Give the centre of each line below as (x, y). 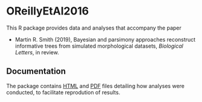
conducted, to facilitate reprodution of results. (63, 92)
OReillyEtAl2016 (48, 11)
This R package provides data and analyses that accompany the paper (94, 28)
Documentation (36, 72)
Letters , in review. (37, 52)
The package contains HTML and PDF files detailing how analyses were (96, 86)
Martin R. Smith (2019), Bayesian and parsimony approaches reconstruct (105, 39)
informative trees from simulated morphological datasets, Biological (99, 46)
